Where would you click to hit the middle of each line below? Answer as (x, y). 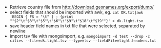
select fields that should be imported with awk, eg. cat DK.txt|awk (76, 12)
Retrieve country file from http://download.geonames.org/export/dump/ (81, 7)
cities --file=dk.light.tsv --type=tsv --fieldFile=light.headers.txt (83, 41)
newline (18, 31)
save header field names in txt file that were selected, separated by (77, 26)
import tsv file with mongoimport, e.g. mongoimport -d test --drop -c (80, 36)
